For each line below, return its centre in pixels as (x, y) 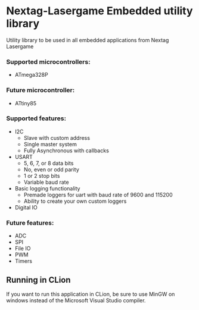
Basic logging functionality (47, 188)
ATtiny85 (26, 103)
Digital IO (26, 207)
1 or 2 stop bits (42, 176)
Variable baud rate (46, 182)
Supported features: (36, 118)
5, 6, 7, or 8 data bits (49, 163)
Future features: (30, 223)
